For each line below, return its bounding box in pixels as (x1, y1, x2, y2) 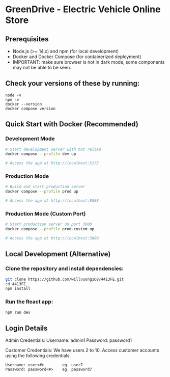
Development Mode (5, 135, 55, 142)
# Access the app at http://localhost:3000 (5, 236, 99, 241)
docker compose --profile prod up (5, 189, 79, 194)
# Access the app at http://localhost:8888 (5, 198, 99, 203)
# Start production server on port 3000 (5, 222, 93, 227)
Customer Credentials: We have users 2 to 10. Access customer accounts (5, 347, 159, 354)
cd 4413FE (5, 281, 26, 286)
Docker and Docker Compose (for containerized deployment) (12, 53, 141, 60)
